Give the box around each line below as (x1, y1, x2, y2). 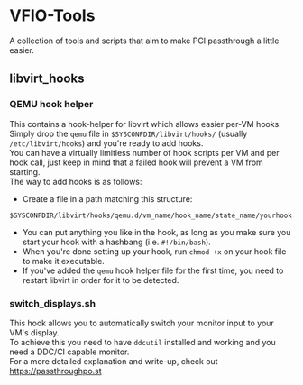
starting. (9, 166, 41, 177)
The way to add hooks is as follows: (9, 176, 142, 187)
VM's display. (9, 326, 60, 338)
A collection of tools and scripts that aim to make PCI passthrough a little (9, 35, 280, 46)
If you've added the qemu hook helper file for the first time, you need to (22, 265, 284, 276)
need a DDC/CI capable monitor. (9, 346, 130, 357)
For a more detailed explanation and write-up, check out (9, 355, 218, 366)
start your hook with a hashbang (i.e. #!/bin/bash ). (22, 236, 212, 247)
